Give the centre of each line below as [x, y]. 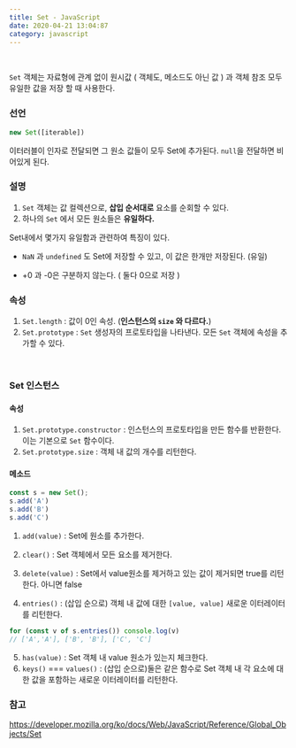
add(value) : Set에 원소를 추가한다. [83, 536]
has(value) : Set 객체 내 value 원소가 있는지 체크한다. [115, 657]
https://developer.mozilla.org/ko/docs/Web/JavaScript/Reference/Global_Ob [148, 725]
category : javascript [49, 34]
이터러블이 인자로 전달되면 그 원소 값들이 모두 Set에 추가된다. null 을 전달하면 [142, 150]
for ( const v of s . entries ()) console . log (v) [94, 631]
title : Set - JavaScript [55, 17]
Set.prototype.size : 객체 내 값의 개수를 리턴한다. [109, 451]
